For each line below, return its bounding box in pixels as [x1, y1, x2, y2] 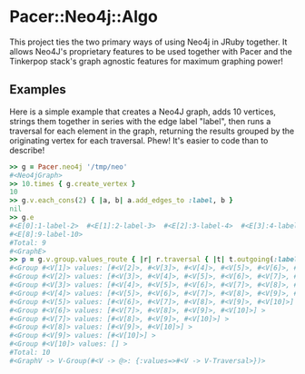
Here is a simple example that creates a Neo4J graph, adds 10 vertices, [9, 106, 277, 117]
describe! [9, 144, 45, 155]
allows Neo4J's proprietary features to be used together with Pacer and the [9, 45, 292, 56]
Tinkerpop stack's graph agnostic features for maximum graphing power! [9, 55, 283, 66]
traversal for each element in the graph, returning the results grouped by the [9, 125, 295, 136]
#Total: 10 [9, 348, 51, 357]
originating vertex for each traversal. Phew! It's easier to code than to [9, 134, 269, 146]
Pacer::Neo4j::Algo [9, 6, 159, 27]
